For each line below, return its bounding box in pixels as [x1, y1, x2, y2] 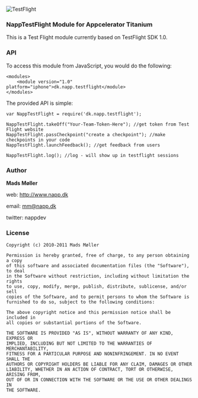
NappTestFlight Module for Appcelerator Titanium [6, 20, 153, 28]
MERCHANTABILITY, [6, 346, 49, 352]
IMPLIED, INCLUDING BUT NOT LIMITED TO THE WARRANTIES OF [6, 341, 152, 346]
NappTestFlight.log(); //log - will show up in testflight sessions [6, 152, 179, 158]
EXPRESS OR [6, 335, 33, 342]
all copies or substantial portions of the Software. [6, 320, 142, 326]
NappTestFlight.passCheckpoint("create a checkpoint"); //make [6, 131, 166, 137]
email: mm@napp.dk [6, 202, 56, 210]
